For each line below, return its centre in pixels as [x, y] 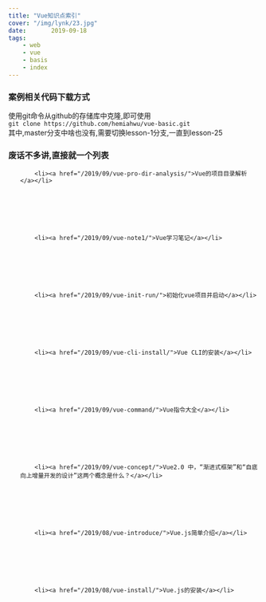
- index [35, 68]
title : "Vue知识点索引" [45, 16]
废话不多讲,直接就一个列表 [59, 155]
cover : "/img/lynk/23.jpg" [53, 23]
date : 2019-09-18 [48, 30]
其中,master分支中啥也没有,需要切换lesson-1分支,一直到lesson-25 [115, 133]
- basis [35, 61]
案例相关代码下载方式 [49, 96]
